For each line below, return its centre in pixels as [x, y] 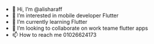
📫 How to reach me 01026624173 [54, 35]
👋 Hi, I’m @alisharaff [37, 9]
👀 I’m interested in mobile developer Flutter [65, 15]
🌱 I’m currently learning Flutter [50, 22]
